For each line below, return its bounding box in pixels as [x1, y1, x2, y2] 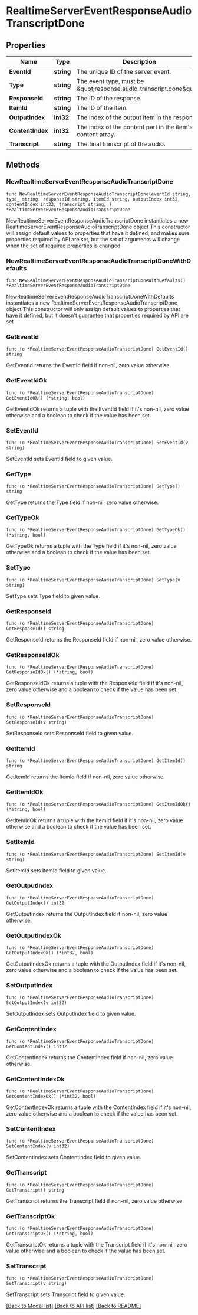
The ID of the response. [76, 94, 142, 102]
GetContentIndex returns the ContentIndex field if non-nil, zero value [6, 1054, 173, 1061]
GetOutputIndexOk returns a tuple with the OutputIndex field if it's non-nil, [6, 960, 186, 967]
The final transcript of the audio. [76, 140, 166, 148]
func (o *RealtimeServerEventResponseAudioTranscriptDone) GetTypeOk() [6, 527, 186, 533]
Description [123, 58, 156, 66]
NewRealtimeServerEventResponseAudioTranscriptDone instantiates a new [6, 217, 189, 224]
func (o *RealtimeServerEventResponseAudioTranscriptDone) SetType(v [6, 577, 181, 583]
